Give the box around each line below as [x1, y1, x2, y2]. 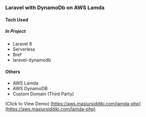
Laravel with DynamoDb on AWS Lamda [5, 4, 105, 11]
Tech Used [5, 17, 29, 23]
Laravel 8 [12, 41, 32, 47]
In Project [5, 28, 26, 34]
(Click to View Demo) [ [5, 100, 52, 106]
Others [5, 69, 20, 75]
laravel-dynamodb [12, 57, 52, 63]
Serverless [12, 46, 35, 52]
